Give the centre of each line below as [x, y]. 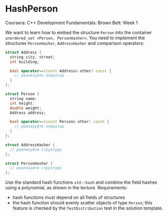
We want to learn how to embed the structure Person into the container [79, 32]
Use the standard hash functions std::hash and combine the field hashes [81, 182]
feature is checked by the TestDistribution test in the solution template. [88, 208]
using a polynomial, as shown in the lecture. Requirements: [66, 188]
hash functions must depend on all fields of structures [69, 197]
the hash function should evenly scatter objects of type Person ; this [82, 203]
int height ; [22, 103]
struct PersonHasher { [29, 163]
